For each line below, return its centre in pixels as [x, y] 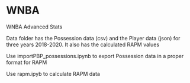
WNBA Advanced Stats [34, 27]
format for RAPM [27, 62]
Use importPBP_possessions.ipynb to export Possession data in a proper [95, 56]
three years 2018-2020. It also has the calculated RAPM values [83, 44]
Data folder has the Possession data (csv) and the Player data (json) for [93, 38]
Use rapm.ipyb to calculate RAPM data [53, 74]
